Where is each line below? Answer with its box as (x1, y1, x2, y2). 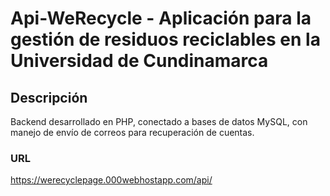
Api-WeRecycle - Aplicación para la (10, 7, 312, 30)
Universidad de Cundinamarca (10, 50, 269, 72)
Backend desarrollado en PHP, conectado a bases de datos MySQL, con (10, 116, 308, 127)
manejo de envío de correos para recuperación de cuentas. (10, 127, 255, 138)
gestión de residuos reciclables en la (10, 28, 321, 51)
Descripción (10, 89, 88, 106)
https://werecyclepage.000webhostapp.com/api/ (10, 174, 213, 186)
